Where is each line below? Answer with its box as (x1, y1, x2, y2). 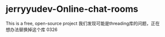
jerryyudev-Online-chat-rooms (6, 3, 138, 15)
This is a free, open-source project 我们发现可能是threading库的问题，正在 (6, 20, 160, 26)
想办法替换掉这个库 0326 (6, 26, 58, 33)
